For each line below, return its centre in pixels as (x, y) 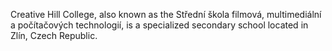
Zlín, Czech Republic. (54, 35)
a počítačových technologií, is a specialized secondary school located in (159, 25)
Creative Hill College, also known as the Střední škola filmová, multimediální (166, 14)
